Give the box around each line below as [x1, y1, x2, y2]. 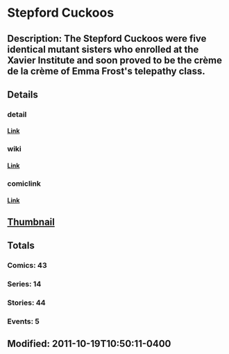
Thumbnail [7, 216, 56, 227]
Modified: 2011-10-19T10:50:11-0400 [7, 338, 171, 350]
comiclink [7, 179, 42, 188]
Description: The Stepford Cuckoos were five [7, 33, 207, 45]
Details [7, 88, 38, 100]
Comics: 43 [7, 261, 47, 271]
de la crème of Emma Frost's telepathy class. [7, 65, 206, 77]
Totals [7, 240, 35, 252]
